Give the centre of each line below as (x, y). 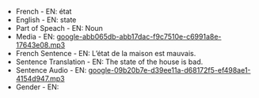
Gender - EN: (37, 87)
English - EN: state (46, 20)
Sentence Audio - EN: (51, 70)
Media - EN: (35, 36)
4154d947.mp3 (40, 79)
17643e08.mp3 (40, 45)
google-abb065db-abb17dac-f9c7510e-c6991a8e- (139, 36)
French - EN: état (44, 11)
